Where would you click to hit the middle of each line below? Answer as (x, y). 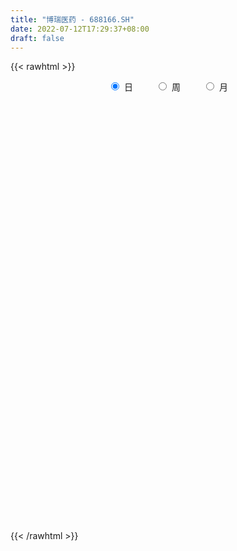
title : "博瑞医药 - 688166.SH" (72, 19)
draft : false (37, 38)
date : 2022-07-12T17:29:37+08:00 (80, 29)
